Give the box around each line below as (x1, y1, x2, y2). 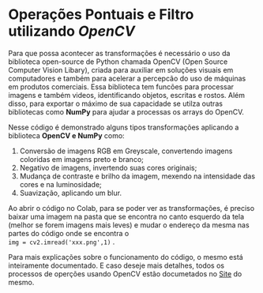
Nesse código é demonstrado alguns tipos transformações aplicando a (8, 122, 239, 132)
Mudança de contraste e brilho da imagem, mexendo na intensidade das (19, 171, 255, 181)
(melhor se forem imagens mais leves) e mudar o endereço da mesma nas (8, 220, 250, 230)
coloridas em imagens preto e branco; (19, 154, 144, 163)
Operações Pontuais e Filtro (8, 6, 194, 24)
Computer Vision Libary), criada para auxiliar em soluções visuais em (8, 65, 234, 74)
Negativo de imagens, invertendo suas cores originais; (19, 163, 197, 172)
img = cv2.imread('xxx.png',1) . (8, 237, 115, 246)
